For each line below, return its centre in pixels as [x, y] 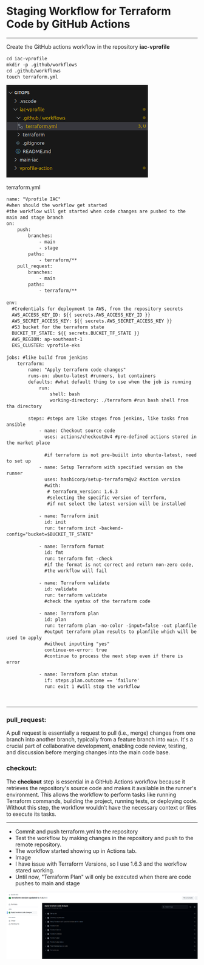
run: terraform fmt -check [79, 559]
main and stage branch [35, 217]
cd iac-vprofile [27, 58]
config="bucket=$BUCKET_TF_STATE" [50, 534]
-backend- [111, 528]
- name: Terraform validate [74, 583]
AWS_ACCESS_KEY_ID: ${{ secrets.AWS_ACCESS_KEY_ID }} [81, 315]
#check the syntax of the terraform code [97, 601]
